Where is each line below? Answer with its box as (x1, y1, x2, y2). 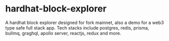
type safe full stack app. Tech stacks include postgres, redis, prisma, (5, 24, 149, 30)
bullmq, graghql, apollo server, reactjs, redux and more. (5, 30, 121, 36)
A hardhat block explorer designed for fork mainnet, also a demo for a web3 (5, 19, 164, 25)
